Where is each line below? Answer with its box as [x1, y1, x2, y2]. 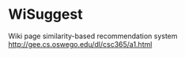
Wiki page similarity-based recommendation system [8, 31, 178, 41]
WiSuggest [8, 5, 83, 23]
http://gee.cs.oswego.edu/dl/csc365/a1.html [8, 39, 153, 48]
